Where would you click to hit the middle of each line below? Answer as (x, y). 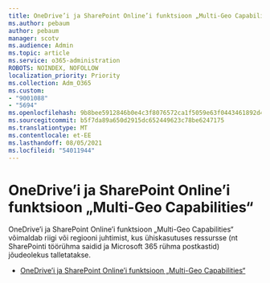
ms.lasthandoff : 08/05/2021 (55, 143)
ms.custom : (27, 90)
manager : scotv (34, 38)
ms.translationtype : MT (48, 128)
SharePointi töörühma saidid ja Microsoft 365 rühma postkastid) (114, 247)
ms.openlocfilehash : (43, 113)
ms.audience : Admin (41, 46)
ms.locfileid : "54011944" (51, 150)
